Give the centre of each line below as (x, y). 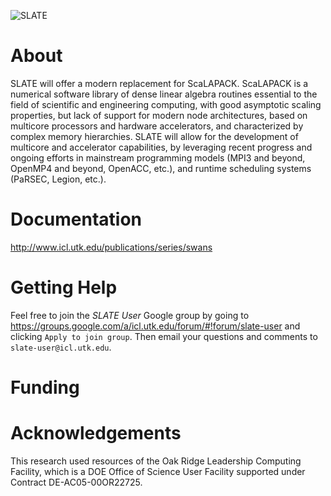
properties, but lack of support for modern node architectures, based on (159, 115)
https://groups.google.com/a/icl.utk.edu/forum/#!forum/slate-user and (155, 326)
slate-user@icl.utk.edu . (61, 347)
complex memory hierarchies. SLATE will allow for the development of (154, 136)
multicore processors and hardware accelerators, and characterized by (157, 126)
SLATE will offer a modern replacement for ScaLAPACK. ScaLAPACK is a (159, 83)
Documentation (76, 219)
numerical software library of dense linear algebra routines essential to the (164, 94)
